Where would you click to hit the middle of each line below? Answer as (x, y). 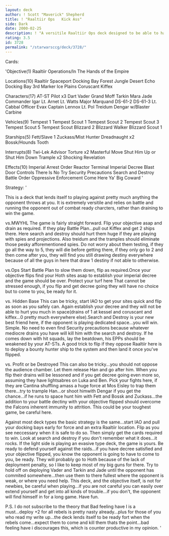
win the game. (20, 213)
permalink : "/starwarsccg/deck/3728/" (46, 47)
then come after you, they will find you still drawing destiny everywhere (79, 255)
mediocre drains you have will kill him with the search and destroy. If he (79, 333)
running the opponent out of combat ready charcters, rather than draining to (84, 208)
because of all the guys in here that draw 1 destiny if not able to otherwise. (82, 260)
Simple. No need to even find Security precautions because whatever (77, 328)
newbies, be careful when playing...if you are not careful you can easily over (84, 486)
